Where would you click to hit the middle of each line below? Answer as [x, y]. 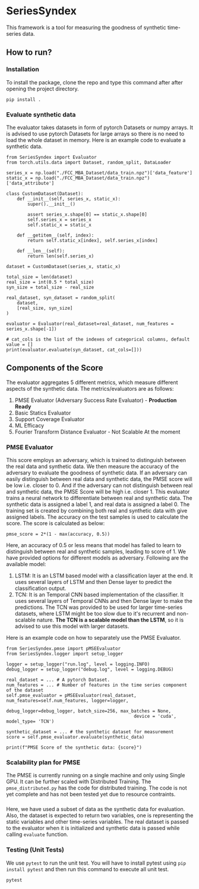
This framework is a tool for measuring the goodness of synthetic [86, 27]
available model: [26, 564]
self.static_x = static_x [60, 225]
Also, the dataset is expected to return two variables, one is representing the [100, 815]
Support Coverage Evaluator [50, 419]
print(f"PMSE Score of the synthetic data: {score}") [74, 747]
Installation [23, 70]
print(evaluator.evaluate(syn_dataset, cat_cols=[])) [74, 350]
